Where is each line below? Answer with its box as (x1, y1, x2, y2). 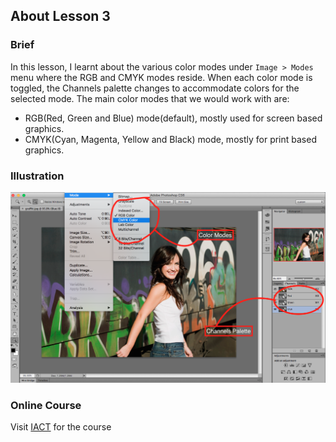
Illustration (10, 169, 65, 183)
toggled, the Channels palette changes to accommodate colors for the (10, 82, 300, 94)
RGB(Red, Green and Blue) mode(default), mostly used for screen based (24, 112, 323, 124)
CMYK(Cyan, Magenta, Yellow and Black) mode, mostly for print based (24, 133, 317, 145)
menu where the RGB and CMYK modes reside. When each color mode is (10, 71, 313, 83)
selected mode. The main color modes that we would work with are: (10, 92, 290, 104)
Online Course (10, 398, 82, 412)
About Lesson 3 (10, 8, 111, 25)
